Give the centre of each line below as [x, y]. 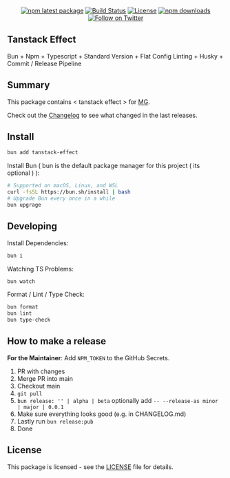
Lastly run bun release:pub [55, 421]
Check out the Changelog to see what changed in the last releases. [102, 115]
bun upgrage [24, 205]
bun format [23, 307]
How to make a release [57, 341]
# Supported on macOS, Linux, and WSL [63, 186]
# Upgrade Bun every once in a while [61, 199]
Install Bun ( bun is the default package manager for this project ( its [104, 166]
